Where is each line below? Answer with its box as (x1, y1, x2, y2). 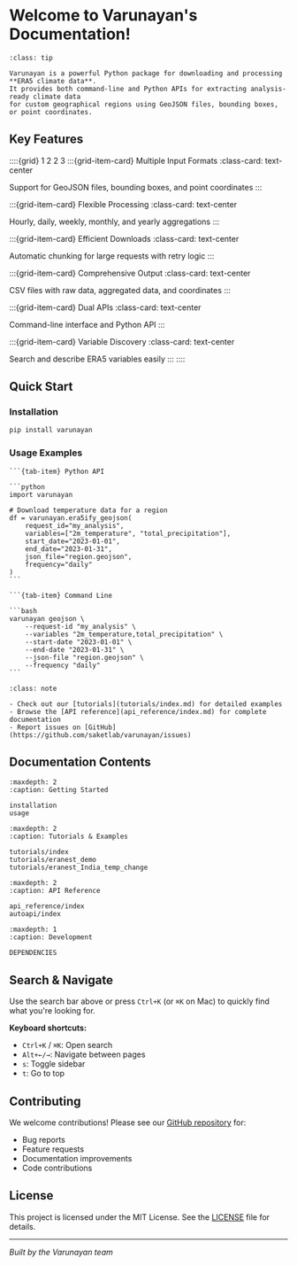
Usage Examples (9, 447, 83, 459)
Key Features (9, 132, 84, 147)
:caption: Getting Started (9, 786, 109, 795)
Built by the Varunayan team (9, 1247, 113, 1257)
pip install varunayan (9, 426, 93, 435)
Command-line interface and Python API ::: (9, 319, 165, 330)
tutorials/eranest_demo (9, 856, 97, 865)
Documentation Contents (9, 755, 152, 769)
